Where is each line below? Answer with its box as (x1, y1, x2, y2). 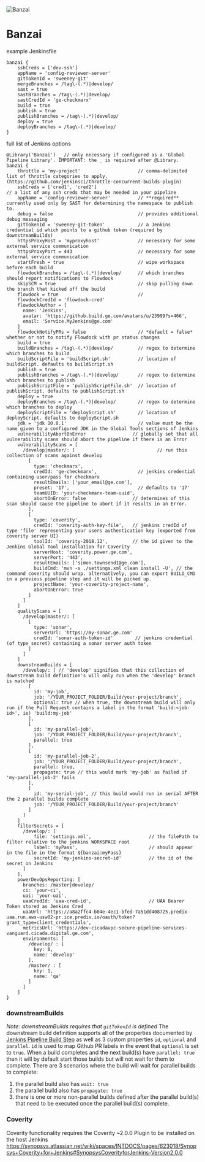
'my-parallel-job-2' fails (6, 774, 75, 780)
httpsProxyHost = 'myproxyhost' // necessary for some (17, 237, 196, 244)
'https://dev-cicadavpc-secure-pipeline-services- (55, 925, 188, 931)
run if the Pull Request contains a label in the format (6, 704, 155, 711)
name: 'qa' (33, 973, 62, 979)
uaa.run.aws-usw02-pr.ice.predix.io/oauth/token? (6, 914, 136, 920)
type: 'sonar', (33, 624, 72, 630)
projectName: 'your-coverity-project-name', (33, 581, 149, 587)
